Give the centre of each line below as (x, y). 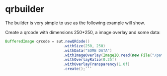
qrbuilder (25, 9)
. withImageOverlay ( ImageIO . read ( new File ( (108, 55)
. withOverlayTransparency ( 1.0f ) (96, 64)
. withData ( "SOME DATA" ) (87, 50)
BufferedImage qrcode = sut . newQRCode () (48, 41)
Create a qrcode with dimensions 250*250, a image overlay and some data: (83, 32)
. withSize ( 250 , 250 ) (84, 46)
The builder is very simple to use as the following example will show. (75, 23)
